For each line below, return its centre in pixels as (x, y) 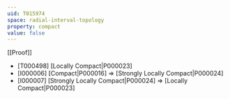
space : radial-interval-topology (56, 20)
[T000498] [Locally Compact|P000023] (75, 66)
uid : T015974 (26, 13)
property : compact (34, 26)
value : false (26, 33)
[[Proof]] (20, 53)
